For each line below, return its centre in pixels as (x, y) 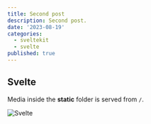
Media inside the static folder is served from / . (75, 99)
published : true (31, 54)
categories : (25, 34)
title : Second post (36, 14)
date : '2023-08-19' (36, 27)
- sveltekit (32, 40)
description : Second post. (47, 21)
